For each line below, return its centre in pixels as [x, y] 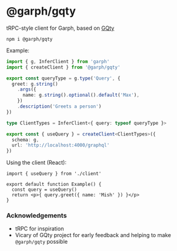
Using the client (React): [36, 163]
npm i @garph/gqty [29, 39]
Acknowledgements [37, 216]
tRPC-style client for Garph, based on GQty [60, 28]
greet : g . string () [35, 84]
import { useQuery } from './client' [54, 174]
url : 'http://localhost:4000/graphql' [61, 145]
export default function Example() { [54, 184]
